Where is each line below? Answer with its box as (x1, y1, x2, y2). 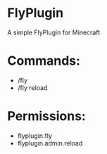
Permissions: (7, 108, 86, 124)
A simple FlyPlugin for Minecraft (7, 28, 101, 37)
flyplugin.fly (17, 131, 53, 140)
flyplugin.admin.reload (17, 139, 83, 147)
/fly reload (17, 83, 48, 92)
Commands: (7, 53, 81, 69)
